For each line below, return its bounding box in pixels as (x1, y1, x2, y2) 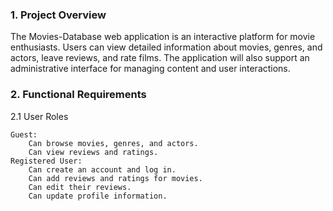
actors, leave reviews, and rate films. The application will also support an (10, 52, 310, 64)
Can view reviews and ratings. (28, 147, 159, 157)
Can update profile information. (28, 191, 168, 201)
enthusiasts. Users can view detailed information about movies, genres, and (10, 41, 323, 53)
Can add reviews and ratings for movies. (28, 173, 203, 183)
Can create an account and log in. (28, 164, 177, 175)
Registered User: (10, 156, 83, 166)
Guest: (10, 129, 38, 140)
